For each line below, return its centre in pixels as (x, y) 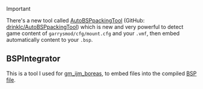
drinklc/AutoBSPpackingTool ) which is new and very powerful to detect (95, 27)
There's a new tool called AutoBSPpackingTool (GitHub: (76, 20)
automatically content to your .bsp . (50, 40)
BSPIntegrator (33, 59)
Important (18, 9)
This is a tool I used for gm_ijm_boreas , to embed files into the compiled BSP (101, 73)
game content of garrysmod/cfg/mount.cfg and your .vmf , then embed (93, 33)
